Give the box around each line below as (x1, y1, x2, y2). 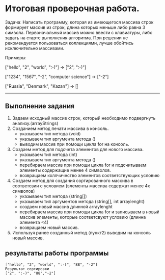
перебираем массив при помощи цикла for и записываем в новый (19, 209, 160, 215)
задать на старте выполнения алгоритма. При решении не (5, 35, 128, 41)
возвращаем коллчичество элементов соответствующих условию (19, 172, 160, 178)
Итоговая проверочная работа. (5, 3, 140, 14)
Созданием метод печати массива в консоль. (12, 126, 109, 131)
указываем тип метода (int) (19, 152, 78, 157)
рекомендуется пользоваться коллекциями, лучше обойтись (5, 40, 134, 46)
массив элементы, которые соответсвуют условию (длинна (19, 214, 146, 220)
